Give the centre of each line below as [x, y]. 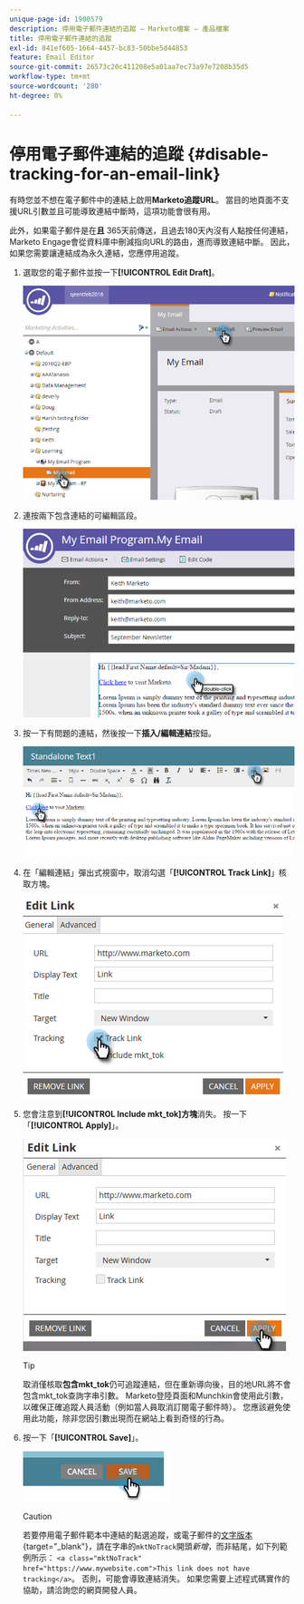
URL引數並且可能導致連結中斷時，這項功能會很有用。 [116, 211]
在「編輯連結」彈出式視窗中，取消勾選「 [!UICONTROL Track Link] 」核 [155, 872]
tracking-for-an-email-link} [115, 174]
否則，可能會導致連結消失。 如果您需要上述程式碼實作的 [185, 1579]
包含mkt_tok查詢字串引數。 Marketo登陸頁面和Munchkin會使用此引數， [155, 1395]
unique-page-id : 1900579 [56, 19]
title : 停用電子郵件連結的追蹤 [61, 38]
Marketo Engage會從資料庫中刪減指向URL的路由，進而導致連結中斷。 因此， [152, 242]
